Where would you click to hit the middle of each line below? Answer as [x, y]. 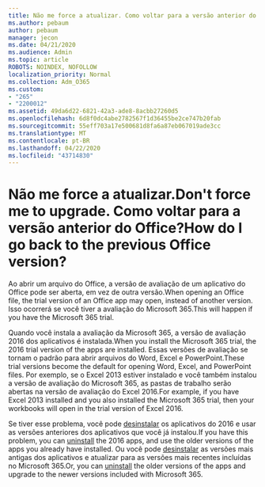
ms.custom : [26, 89]
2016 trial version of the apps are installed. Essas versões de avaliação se [128, 350]
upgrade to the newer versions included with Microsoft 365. [106, 474]
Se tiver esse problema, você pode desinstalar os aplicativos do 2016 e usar [132, 424]
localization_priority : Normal [60, 74]
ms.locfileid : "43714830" [51, 155]
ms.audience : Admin [40, 52]
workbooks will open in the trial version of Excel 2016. [96, 409]
